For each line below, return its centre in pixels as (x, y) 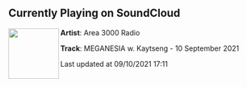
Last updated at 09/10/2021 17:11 (114, 64)
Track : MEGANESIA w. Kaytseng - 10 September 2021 (150, 48)
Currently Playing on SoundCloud (94, 13)
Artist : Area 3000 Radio (100, 32)
